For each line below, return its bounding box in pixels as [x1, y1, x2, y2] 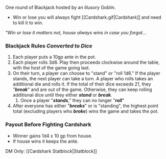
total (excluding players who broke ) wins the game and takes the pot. [12, 108, 159, 115]
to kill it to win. [12, 20, 43, 26]
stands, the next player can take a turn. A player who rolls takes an [12, 76, 153, 82]
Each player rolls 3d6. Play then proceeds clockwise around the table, [12, 59, 160, 65]
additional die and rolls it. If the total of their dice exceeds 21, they [12, 81, 152, 87]
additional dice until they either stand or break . [12, 92, 112, 98]
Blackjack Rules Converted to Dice [5, 42, 93, 49]
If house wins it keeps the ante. [12, 138, 79, 144]
